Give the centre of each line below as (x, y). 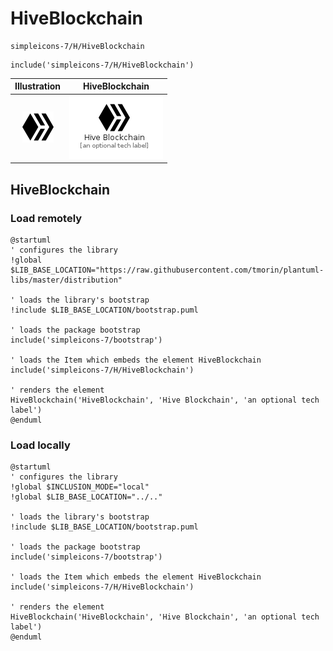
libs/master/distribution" (66, 280)
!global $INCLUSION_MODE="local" (80, 487)
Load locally (40, 445)
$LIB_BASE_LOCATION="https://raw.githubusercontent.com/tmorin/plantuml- (167, 270)
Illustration (38, 86)
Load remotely (46, 218)
